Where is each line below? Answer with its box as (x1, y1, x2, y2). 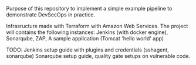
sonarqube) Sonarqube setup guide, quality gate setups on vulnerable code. (6, 53, 191, 59)
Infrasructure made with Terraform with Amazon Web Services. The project (6, 23, 188, 29)
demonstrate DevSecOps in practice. (6, 11, 96, 18)
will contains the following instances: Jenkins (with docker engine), (6, 29, 168, 36)
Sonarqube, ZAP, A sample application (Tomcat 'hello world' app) (6, 35, 164, 42)
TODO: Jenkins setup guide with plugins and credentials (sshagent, (6, 46, 169, 53)
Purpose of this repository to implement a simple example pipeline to (6, 5, 173, 12)
